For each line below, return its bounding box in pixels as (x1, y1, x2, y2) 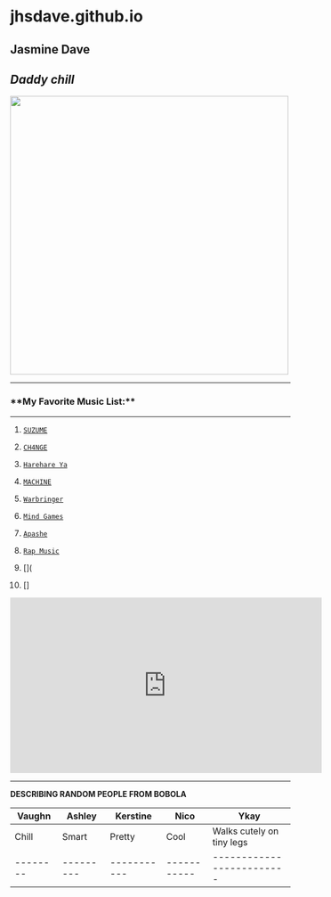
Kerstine (115, 810, 152, 822)
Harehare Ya (22, 460, 68, 469)
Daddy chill (10, 71, 75, 86)
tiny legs (212, 835, 248, 848)
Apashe (22, 529, 48, 539)
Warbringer (22, 495, 64, 504)
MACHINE (22, 477, 52, 487)
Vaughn (17, 810, 52, 822)
